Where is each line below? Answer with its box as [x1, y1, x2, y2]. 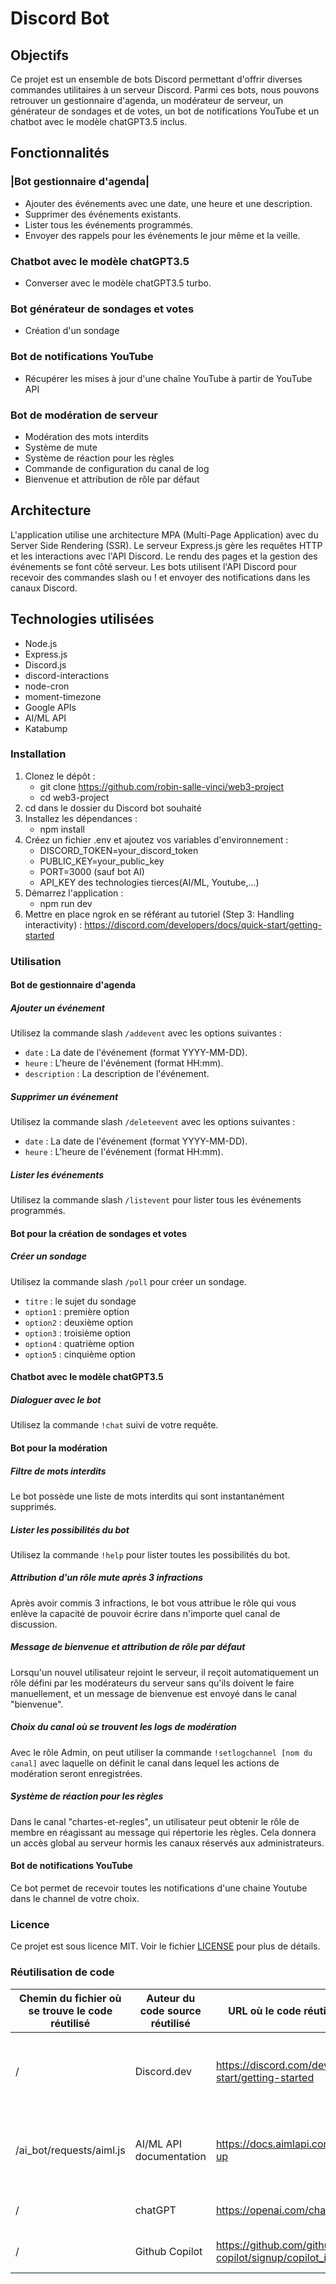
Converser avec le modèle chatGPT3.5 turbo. [24, 277, 212, 289]
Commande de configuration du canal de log [24, 462, 210, 474]
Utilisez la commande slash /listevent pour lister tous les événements [10, 1194, 302, 1206]
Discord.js [24, 658, 67, 671]
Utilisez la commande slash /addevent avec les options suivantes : [10, 1027, 282, 1039]
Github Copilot [134, 2244, 203, 2258]
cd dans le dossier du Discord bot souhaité [24, 802, 202, 814]
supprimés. [10, 1500, 57, 1512]
